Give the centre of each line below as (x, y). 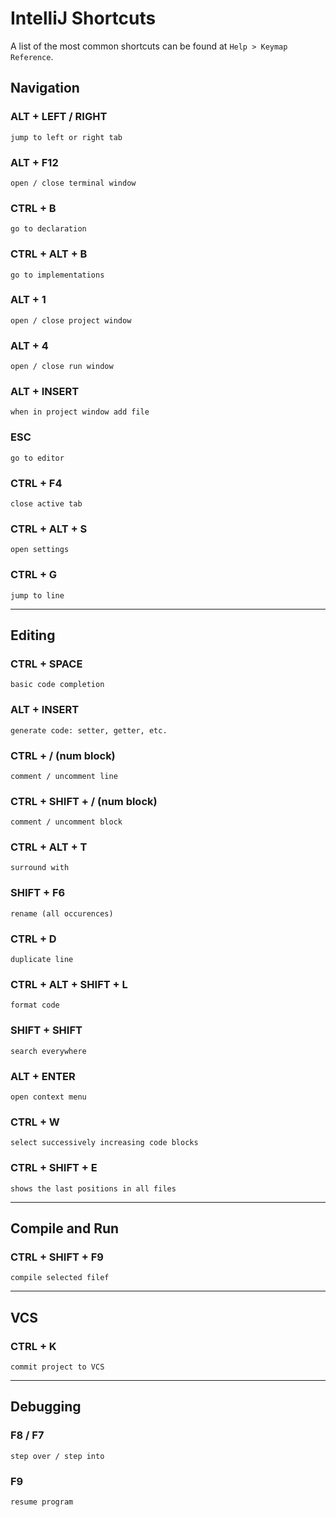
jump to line (37, 595)
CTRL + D (33, 939)
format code (35, 1005)
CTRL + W (35, 1122)
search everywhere (48, 1051)
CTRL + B (33, 208)
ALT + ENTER (43, 1076)
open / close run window (62, 367)
